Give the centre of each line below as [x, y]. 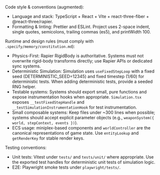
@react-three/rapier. [32, 22]
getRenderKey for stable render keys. [48, 138]
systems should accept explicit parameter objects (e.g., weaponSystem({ [83, 118]
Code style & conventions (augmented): [45, 7]
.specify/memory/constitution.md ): [40, 46]
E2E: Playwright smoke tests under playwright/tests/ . [66, 167]
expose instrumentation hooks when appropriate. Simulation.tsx [77, 97]
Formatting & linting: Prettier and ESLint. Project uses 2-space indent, [81, 27]
